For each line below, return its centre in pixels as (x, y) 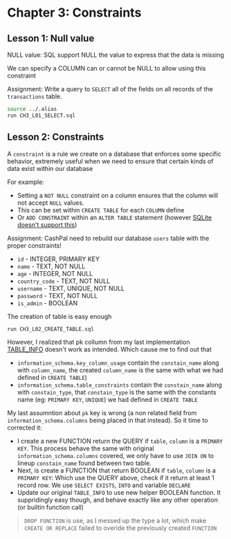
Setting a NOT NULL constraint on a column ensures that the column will (118, 195)
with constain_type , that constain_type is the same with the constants (117, 392)
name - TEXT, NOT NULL (51, 266)
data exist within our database (50, 168)
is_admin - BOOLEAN (47, 303)
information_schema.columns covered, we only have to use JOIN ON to (115, 456)
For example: (26, 182)
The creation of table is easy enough (59, 316)
